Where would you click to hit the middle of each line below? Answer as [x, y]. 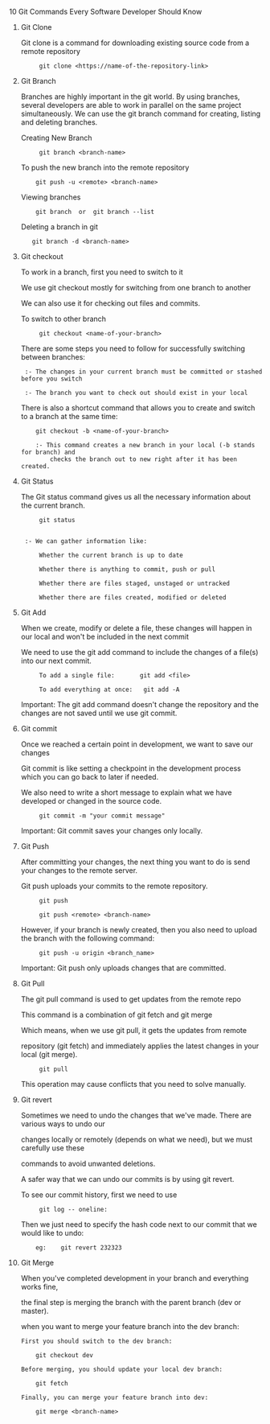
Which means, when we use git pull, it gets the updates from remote [134, 1030]
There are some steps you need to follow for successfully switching [133, 348]
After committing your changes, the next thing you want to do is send [135, 862]
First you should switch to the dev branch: [96, 1341]
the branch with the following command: [88, 938]
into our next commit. [56, 661]
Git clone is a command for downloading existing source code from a [135, 43]
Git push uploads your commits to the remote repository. [114, 886]
